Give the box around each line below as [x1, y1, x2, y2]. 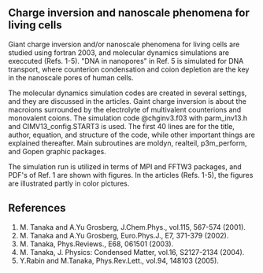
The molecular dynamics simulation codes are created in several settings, [8, 88, 247, 98]
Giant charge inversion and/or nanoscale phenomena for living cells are [8, 39, 240, 49]
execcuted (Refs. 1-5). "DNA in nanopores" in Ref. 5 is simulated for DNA [8, 56, 244, 65]
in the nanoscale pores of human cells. [8, 72, 134, 82]
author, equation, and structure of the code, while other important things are [8, 130, 256, 139]
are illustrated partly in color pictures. [8, 179, 130, 188]
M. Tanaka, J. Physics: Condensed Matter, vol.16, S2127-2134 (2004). [19, 247, 245, 256]
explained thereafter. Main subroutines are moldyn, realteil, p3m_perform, [8, 138, 247, 148]
